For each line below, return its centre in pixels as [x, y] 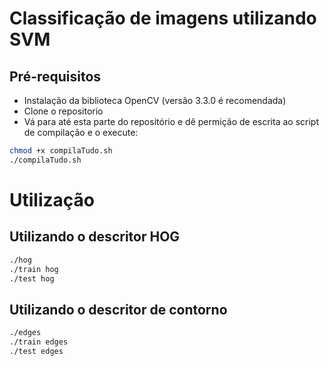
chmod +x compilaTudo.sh [61, 151]
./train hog [34, 269]
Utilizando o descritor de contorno [118, 309]
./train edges [39, 342]
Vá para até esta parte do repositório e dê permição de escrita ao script [171, 121]
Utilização [52, 199]
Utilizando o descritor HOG [95, 237]
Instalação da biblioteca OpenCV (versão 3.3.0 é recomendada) [155, 100]
